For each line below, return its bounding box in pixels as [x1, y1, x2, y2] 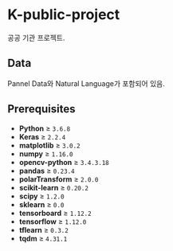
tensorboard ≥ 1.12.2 [18, 208, 92, 218]
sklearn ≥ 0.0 [18, 199, 65, 209]
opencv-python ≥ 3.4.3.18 [18, 157, 109, 167]
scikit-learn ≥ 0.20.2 [18, 182, 89, 192]
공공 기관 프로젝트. [7, 33, 65, 42]
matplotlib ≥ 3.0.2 [18, 140, 81, 150]
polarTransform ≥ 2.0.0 [18, 174, 99, 184]
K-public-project [7, 6, 120, 24]
